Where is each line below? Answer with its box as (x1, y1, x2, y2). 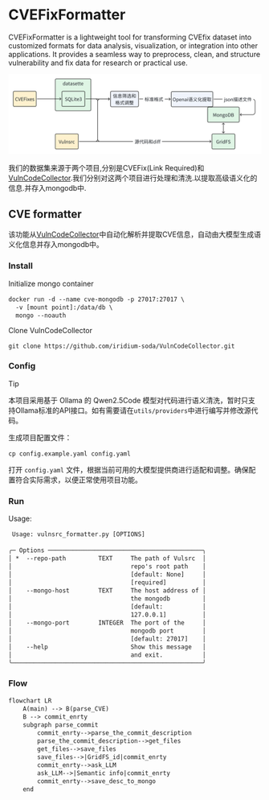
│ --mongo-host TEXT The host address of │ (8, 587, 206, 595)
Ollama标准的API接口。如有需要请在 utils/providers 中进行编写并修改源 (14, 405, 251, 415)
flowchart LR (8, 697, 52, 705)
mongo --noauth (15, 311, 67, 320)
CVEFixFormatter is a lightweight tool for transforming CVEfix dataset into (8, 32, 252, 42)
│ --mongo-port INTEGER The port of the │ (8, 619, 206, 627)
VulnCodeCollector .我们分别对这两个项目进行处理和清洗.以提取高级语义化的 (8, 173, 258, 183)
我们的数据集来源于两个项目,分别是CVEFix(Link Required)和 (8, 163, 205, 173)
